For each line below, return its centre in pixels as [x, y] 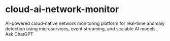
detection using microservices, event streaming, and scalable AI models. [81, 28]
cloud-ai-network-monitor [62, 9]
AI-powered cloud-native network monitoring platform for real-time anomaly [85, 23]
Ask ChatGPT [20, 34]
